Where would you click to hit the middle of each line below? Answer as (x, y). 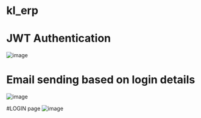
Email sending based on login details (101, 80)
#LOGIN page (23, 109)
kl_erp (22, 11)
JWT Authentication (59, 39)
